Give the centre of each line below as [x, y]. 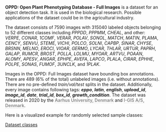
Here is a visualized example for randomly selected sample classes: [74, 115]
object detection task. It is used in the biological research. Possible [73, 12]
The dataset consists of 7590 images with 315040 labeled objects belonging [83, 27]
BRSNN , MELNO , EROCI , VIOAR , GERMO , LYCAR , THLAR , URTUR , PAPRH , [81, 48]
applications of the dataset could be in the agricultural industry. [70, 18]
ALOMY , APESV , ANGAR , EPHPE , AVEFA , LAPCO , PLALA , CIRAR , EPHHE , [80, 59]
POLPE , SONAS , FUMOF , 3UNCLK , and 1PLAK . [53, 64]
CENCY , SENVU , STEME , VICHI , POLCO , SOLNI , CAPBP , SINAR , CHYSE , [79, 43]
